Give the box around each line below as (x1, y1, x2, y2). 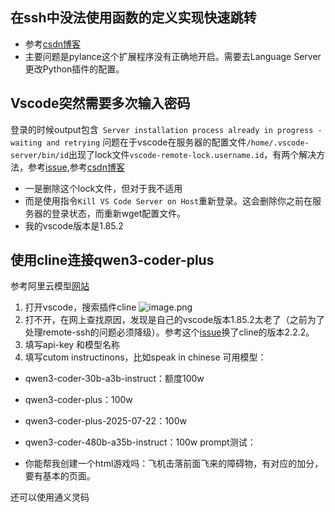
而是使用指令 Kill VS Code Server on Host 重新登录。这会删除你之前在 (24, 194, 313, 207)
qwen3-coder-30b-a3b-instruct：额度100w (24, 373, 205, 385)
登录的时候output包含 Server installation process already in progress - (10, 123, 323, 135)
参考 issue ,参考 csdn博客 (27, 161, 125, 173)
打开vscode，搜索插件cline (24, 301, 137, 313)
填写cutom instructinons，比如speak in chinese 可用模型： (24, 351, 267, 363)
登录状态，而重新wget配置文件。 (51, 207, 187, 219)
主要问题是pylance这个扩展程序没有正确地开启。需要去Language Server (24, 50, 322, 62)
